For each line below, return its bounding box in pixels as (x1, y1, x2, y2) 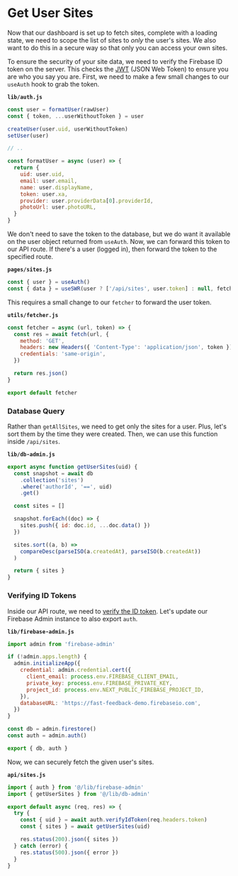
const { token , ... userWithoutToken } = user (7, 112, 144, 120)
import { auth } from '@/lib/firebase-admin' (7, 784, 144, 791)
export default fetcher (7, 389, 78, 397)
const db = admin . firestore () (7, 726, 97, 733)
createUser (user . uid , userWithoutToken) (7, 126, 129, 133)
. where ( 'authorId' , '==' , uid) (20, 483, 113, 490)
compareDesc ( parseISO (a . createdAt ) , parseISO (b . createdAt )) (20, 548, 201, 555)
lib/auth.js (7, 94, 42, 101)
